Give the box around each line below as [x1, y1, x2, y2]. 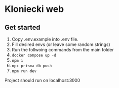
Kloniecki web [4, 3, 64, 15]
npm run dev [11, 69, 37, 74]
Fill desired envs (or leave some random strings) [11, 42, 111, 47]
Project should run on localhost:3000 [4, 78, 80, 83]
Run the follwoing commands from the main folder [11, 47, 114, 52]
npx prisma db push [11, 63, 52, 68]
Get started [4, 23, 40, 32]
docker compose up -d [11, 53, 56, 58]
